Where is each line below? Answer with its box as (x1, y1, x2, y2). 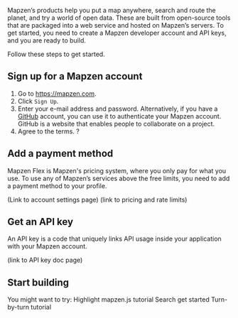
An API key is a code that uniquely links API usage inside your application (7, 234, 222, 243)
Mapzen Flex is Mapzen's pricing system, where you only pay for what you (7, 166, 227, 175)
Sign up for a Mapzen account (7, 70, 143, 82)
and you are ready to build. (7, 36, 87, 45)
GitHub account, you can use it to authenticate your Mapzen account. (17, 111, 222, 120)
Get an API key (7, 216, 73, 228)
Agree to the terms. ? (17, 127, 80, 136)
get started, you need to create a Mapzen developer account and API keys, (7, 28, 227, 37)
